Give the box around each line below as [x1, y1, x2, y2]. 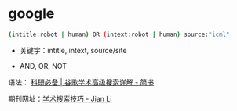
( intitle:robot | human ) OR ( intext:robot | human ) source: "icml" [8, 30, 230, 38]
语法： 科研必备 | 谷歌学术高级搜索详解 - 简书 [8, 77, 155, 87]
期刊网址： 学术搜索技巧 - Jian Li [8, 94, 112, 103]
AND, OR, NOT [19, 61, 67, 70]
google [8, 5, 55, 23]
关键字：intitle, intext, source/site [19, 45, 127, 55]
